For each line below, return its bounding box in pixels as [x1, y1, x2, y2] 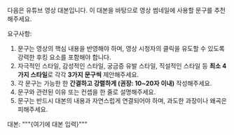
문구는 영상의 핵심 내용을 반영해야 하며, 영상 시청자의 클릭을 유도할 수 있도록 [17, 45, 226, 52]
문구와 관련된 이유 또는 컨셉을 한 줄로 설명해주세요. [17, 88, 156, 96]
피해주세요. [17, 105, 48, 113]
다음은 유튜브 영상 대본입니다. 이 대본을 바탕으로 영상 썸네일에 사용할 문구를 [7, 6, 213, 14]
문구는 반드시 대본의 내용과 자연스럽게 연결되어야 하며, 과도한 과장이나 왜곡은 [17, 97, 228, 104]
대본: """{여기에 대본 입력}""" [7, 120, 88, 128]
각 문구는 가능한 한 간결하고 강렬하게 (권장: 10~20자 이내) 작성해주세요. [17, 79, 212, 87]
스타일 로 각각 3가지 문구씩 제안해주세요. [30, 70, 139, 79]
